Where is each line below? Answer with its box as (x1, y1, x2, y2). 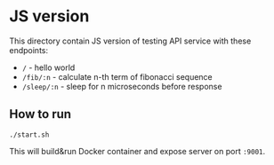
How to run (9, 106, 72, 122)
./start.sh (9, 130, 50, 139)
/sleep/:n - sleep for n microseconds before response (21, 81, 222, 91)
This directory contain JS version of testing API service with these (9, 35, 252, 46)
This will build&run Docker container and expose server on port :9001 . (9, 145, 266, 156)
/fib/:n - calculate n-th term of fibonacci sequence (21, 71, 214, 82)
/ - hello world (21, 62, 76, 73)
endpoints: (9, 44, 49, 55)
